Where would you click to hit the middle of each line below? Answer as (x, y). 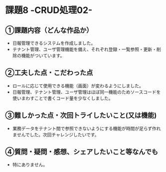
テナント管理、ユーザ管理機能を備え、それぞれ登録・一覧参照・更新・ (84, 49)
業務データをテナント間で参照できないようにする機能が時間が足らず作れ (86, 128)
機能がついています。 (43, 56)
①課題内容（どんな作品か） (49, 30)
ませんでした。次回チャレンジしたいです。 (56, 135)
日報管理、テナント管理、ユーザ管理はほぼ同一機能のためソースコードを (86, 92)
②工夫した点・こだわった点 (49, 73)
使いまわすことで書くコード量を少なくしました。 (63, 98)
